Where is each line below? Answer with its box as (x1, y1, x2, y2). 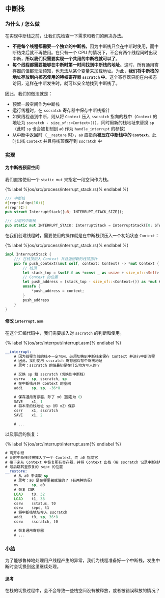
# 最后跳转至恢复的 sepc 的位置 (5, 464, 63, 469)
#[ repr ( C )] (5, 205, 27, 210)
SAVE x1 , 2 (14, 413, 43, 418)
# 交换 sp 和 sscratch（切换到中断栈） (14, 372, 87, 377)
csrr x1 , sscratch (14, 408, 58, 413)
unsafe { (23, 284, 41, 289)
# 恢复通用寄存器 (14, 528, 44, 533)
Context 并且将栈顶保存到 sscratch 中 (26, 138, 102, 144)
